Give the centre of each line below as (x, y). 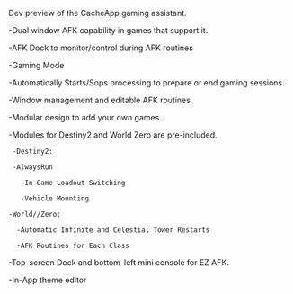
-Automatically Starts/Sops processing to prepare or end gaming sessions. (146, 83)
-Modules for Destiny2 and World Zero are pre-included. (113, 135)
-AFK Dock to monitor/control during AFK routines (101, 48)
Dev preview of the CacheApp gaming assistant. (98, 13)
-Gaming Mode (36, 65)
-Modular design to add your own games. (85, 117)
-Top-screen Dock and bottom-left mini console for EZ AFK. (119, 263)
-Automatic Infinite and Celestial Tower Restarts (113, 230)
